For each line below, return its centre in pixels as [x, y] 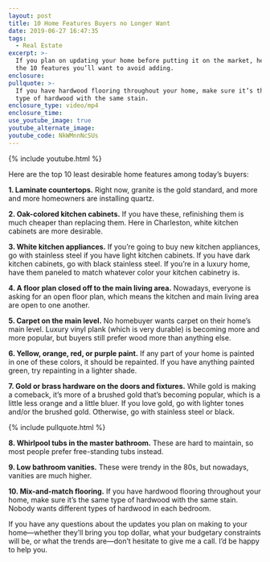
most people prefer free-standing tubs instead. [86, 451]
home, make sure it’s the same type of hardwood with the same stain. [123, 499]
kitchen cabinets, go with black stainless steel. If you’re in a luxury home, [129, 263]
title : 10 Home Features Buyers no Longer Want [90, 23]
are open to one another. [49, 305]
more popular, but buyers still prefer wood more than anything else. [120, 337]
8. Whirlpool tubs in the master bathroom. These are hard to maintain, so [131, 443]
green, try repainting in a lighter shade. [73, 370]
